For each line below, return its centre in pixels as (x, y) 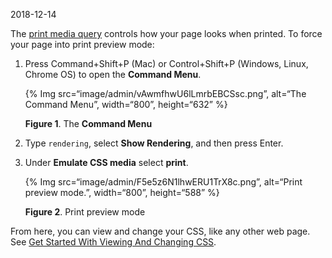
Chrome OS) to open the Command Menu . (113, 74)
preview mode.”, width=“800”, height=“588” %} (122, 192)
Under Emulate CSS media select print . (106, 162)
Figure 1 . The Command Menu (88, 123)
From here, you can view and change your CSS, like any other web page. (160, 231)
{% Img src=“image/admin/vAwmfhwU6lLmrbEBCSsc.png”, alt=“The (165, 93)
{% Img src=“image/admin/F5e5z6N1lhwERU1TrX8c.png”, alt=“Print (163, 182)
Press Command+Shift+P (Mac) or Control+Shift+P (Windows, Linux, (166, 63)
